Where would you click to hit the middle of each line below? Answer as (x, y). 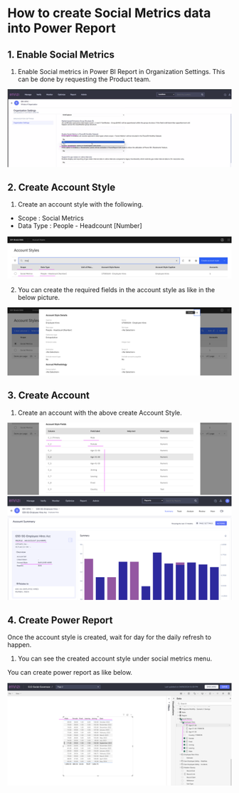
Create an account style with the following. (80, 204)
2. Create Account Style (62, 187)
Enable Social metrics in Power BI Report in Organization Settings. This (121, 72)
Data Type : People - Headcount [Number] (80, 226)
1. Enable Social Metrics (61, 55)
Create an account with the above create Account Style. (100, 413)
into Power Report (62, 28)
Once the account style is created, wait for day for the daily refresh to (110, 637)
